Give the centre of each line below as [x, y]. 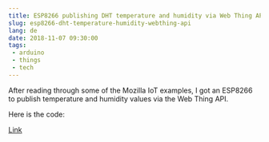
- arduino [28, 53]
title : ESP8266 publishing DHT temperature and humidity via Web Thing [130, 16]
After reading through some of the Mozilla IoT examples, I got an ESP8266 [130, 90]
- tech [23, 68]
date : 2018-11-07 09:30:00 [53, 38]
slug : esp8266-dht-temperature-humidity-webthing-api [100, 23]
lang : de [23, 30]
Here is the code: [37, 114]
